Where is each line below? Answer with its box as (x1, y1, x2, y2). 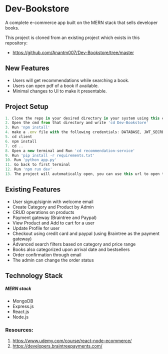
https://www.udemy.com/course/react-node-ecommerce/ (12, 338, 132, 344)
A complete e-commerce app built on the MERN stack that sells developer (5, 19, 158, 25)
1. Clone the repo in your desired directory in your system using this (5, 115, 160, 120)
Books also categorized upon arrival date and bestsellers (12, 246, 130, 252)
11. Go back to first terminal (5, 162, 70, 167)
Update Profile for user (12, 225, 60, 231)
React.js (12, 308, 29, 315)
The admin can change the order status (12, 257, 94, 263)
